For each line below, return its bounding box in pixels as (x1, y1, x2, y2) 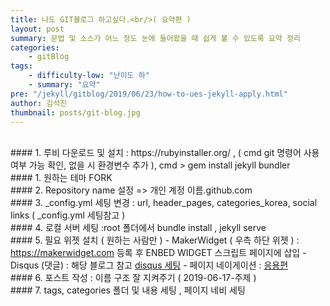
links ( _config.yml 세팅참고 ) (10, 209, 126, 221)
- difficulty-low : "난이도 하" (28, 71, 150, 81)
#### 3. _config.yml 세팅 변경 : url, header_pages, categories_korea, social (10, 197, 318, 209)
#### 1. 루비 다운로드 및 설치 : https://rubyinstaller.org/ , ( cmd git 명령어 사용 (10, 147, 320, 159)
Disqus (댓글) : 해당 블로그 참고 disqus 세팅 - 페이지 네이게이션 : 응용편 (10, 259, 289, 271)
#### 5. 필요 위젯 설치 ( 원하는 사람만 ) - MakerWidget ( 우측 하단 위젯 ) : (10, 234, 300, 246)
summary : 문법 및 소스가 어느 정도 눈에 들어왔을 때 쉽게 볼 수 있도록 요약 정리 (10, 33, 301, 43)
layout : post (10, 24, 65, 34)
